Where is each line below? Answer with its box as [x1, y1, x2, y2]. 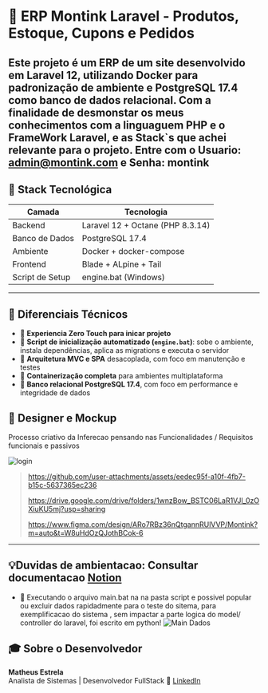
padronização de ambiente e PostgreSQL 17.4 [8, 81, 238, 94]
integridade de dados [19, 388, 91, 398]
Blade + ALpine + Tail [81, 259, 162, 270]
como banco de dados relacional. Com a [8, 93, 211, 107]
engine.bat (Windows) [81, 271, 165, 283]
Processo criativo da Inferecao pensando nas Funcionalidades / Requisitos [8, 433, 254, 442]
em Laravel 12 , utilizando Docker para [8, 68, 199, 82]
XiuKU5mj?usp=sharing [27, 505, 106, 514]
